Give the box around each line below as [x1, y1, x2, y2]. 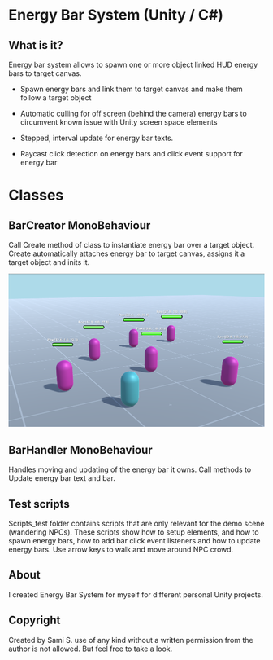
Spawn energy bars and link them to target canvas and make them [19, 84, 243, 94]
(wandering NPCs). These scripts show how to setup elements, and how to [8, 527, 259, 537]
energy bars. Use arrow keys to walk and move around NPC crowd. [8, 544, 234, 555]
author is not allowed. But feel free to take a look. [8, 644, 173, 653]
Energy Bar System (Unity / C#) [8, 6, 223, 24]
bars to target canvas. [8, 68, 82, 78]
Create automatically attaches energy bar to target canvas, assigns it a [8, 249, 245, 258]
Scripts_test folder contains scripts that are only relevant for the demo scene [8, 519, 266, 529]
